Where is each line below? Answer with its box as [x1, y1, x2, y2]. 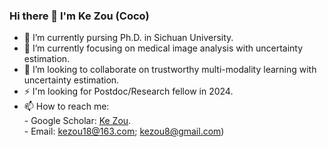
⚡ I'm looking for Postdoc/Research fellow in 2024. [23, 85, 234, 98]
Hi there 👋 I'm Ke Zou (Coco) [9, 9, 150, 23]
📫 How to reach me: [23, 100, 110, 113]
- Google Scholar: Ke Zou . [23, 115, 132, 127]
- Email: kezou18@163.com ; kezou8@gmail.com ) [23, 125, 225, 138]
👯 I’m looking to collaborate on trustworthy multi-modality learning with [23, 64, 317, 76]
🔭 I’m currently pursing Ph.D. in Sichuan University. [23, 32, 234, 44]
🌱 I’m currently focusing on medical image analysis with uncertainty [23, 42, 304, 54]
